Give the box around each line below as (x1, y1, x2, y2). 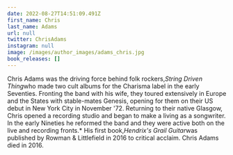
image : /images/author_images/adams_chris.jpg (7, 49, 145, 56)
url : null (7, 29, 36, 37)
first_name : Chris (7, 17, 61, 24)
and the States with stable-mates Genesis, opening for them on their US (7, 97, 214, 105)
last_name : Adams (7, 23, 58, 30)
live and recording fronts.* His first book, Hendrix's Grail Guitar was (7, 126, 198, 134)
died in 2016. (7, 140, 44, 149)
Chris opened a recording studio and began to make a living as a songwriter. (7, 111, 226, 120)
